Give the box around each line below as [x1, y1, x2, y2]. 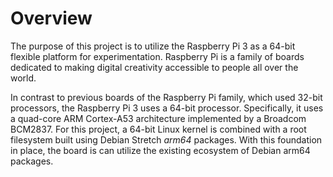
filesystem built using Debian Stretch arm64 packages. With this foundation [10, 133, 323, 146]
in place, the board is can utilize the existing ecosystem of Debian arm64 [10, 144, 311, 156]
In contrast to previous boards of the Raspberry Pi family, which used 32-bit [10, 91, 323, 103]
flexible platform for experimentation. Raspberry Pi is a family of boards [10, 50, 305, 62]
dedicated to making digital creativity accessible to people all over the [10, 61, 299, 73]
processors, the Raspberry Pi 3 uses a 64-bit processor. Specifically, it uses [10, 102, 324, 114]
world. [10, 72, 37, 84]
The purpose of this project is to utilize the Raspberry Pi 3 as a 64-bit [10, 40, 296, 52]
